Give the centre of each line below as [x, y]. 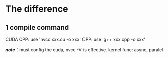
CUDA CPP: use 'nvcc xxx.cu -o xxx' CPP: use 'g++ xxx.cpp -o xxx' [75, 39]
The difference [37, 9]
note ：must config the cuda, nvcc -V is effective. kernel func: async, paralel [84, 50]
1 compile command [37, 28]
